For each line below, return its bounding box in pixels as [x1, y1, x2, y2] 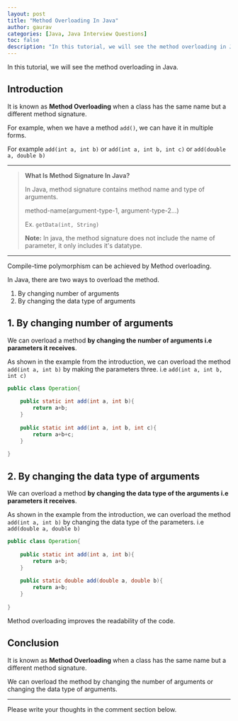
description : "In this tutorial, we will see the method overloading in [7, 43, 227, 50]
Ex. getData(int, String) [24, 220, 100, 228]
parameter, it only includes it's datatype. [24, 241, 143, 250]
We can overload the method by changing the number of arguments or [7, 677, 214, 686]
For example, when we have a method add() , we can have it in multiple [7, 123, 214, 132]
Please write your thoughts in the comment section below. [7, 705, 177, 713]
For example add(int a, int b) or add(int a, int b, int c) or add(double [7, 145, 227, 153]
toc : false [7, 37, 40, 44]
